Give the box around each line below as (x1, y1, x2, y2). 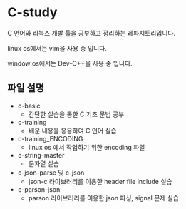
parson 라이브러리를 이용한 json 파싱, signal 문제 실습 (28, 193, 180, 202)
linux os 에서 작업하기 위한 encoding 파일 (28, 143, 145, 151)
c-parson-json (17, 185, 61, 193)
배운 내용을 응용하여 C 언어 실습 (28, 126, 117, 135)
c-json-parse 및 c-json (17, 168, 85, 177)
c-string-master (17, 151, 65, 159)
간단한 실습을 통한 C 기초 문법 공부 (28, 110, 125, 118)
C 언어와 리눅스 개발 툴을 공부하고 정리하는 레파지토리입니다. (7, 29, 176, 37)
